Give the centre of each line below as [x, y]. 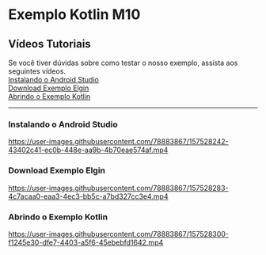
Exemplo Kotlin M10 [74, 15]
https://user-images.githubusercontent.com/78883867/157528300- [119, 234]
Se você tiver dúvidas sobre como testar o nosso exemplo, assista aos [123, 63]
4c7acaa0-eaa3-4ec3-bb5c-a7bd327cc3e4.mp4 [88, 196]
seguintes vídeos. [37, 71]
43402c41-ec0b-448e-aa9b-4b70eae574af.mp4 [88, 150]
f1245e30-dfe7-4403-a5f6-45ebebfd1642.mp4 [86, 242]
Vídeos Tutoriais [49, 44]
